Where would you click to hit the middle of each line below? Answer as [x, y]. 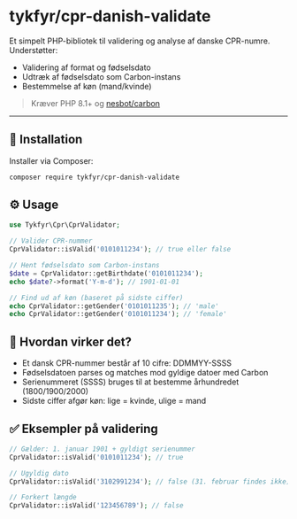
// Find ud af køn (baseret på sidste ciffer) [96, 298]
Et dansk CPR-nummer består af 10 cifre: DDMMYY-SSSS [127, 363]
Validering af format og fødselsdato [87, 67]
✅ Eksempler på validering [84, 428]
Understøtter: [34, 50]
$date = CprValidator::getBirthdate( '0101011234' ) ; [106, 273]
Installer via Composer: [51, 160]
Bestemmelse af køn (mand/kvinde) [87, 86]
